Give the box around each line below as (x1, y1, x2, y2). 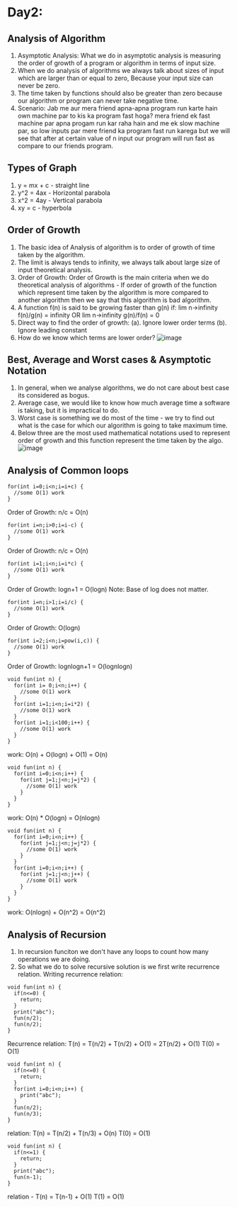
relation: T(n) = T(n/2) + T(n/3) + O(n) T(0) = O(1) (7, 1129, 151, 1138)
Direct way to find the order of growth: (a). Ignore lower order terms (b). (17, 318, 227, 327)
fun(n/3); (13, 1111, 42, 1118)
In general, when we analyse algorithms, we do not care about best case (17, 383, 230, 392)
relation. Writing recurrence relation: (17, 970, 124, 979)
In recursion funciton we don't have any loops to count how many (17, 948, 209, 956)
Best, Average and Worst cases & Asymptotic (7, 354, 212, 366)
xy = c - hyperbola (17, 203, 72, 212)
